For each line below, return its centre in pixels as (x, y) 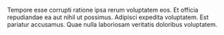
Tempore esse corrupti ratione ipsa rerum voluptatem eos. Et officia (103, 10)
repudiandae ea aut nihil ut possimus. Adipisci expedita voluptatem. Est (108, 17)
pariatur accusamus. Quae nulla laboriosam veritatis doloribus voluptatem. (112, 24)
